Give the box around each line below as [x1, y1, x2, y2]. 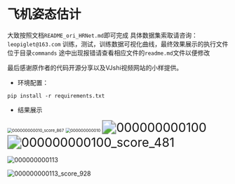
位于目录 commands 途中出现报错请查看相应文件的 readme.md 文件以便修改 [7, 48, 210, 57]
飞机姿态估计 [7, 6, 82, 22]
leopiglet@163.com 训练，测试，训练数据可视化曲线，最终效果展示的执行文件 [7, 39, 229, 48]
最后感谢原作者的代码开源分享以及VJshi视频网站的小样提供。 [7, 63, 183, 72]
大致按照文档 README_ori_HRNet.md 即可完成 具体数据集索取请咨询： [7, 31, 198, 39]
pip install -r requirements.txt [7, 92, 105, 99]
